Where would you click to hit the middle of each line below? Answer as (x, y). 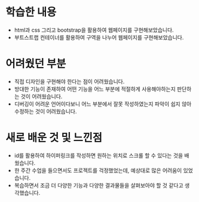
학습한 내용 (31, 12)
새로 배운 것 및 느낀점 (54, 138)
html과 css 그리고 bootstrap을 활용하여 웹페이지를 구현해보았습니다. (94, 30)
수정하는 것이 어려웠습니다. (45, 111)
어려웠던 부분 (36, 64)
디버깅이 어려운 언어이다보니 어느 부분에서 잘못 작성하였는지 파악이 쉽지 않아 (103, 104)
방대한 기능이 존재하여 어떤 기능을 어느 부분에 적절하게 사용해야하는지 (95, 89)
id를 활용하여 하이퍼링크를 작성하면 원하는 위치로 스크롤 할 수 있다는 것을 (99, 155)
